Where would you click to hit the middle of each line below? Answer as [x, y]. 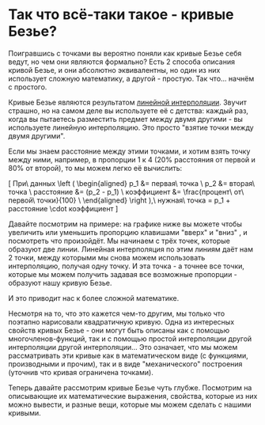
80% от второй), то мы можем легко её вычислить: [95, 168]
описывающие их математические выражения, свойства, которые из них [133, 396]
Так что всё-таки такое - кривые [121, 15]
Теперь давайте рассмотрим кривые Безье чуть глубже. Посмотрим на [130, 387]
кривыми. [25, 412]
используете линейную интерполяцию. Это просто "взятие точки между [131, 127]
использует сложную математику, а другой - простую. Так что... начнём [131, 78]
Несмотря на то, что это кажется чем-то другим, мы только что [117, 313]
